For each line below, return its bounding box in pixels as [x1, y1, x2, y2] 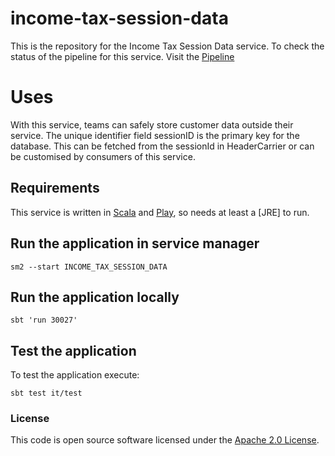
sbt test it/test [10, 388, 83, 399]
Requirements [10, 180, 100, 197]
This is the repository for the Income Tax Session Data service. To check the [10, 40, 325, 52]
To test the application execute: [10, 369, 140, 381]
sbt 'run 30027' [10, 315, 78, 326]
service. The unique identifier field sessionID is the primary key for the [10, 129, 300, 141]
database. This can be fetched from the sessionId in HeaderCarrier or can [10, 140, 315, 152]
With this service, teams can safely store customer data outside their [10, 118, 294, 131]
